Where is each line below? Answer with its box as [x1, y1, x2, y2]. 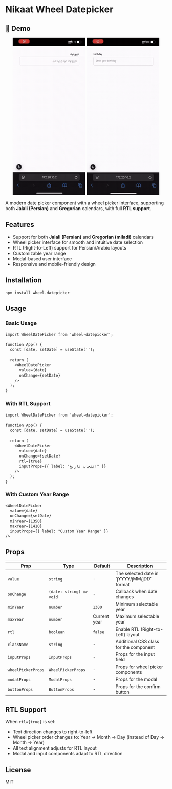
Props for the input [115, 651, 155, 657]
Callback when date [115, 588, 158, 594]
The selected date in [115, 570, 159, 576]
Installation [5, 276, 42, 285]
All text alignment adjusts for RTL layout [12, 745, 97, 751]
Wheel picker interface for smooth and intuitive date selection [12, 239, 143, 245]
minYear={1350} [10, 518, 42, 524]
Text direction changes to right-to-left [12, 729, 93, 735]
